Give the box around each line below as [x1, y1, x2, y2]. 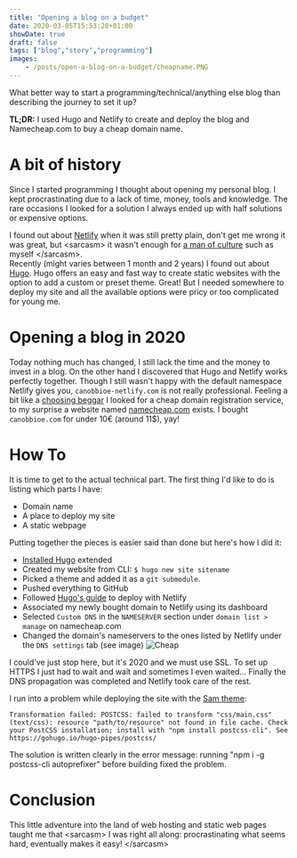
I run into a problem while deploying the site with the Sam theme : [9, 692, 247, 704]
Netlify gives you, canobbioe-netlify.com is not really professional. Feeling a [9, 385, 288, 396]
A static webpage [21, 519, 87, 530]
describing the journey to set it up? [9, 96, 137, 107]
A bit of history [9, 155, 122, 175]
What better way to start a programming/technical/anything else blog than [9, 86, 281, 98]
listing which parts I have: [9, 483, 103, 494]
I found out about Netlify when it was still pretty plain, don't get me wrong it [9, 229, 286, 241]
